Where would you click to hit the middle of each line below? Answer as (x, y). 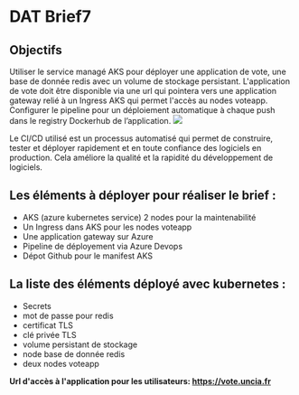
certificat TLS (48, 325)
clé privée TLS (49, 334)
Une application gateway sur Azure (88, 236)
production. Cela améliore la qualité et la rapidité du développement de (141, 157)
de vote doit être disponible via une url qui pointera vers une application (143, 91)
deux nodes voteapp (61, 363)
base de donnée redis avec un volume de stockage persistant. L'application (150, 81)
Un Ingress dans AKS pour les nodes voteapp (107, 227)
